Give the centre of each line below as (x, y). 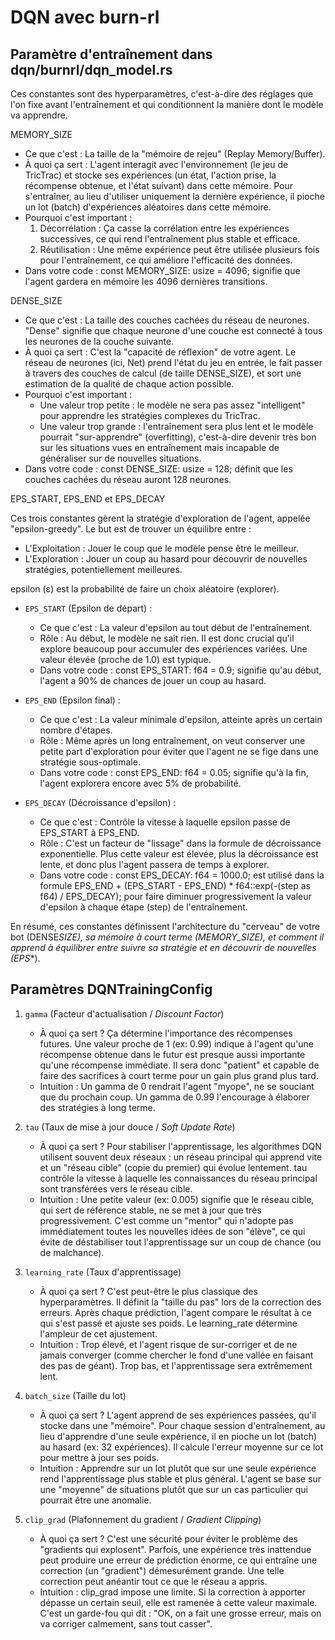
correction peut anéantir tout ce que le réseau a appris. (153, 1581)
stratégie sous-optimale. (90, 762)
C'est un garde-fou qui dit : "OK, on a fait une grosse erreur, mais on (180, 1613)
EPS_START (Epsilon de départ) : (88, 608)
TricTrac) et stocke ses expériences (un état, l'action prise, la (150, 175)
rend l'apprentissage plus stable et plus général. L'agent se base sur (180, 1478)
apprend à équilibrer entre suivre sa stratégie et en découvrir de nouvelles (163, 947)
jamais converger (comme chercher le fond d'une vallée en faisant (176, 1355)
